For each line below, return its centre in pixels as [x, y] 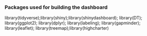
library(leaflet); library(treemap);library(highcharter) [57, 28]
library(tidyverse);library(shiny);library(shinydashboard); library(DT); [73, 18]
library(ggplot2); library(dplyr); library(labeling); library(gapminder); [73, 23]
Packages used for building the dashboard [56, 7]
